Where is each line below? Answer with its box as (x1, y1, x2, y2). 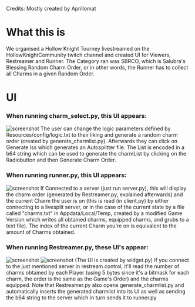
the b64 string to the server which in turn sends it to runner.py (6, 294, 157, 301)
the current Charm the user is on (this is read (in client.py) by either (6, 197, 169, 204)
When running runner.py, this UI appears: (6, 171, 127, 179)
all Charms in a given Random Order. (6, 70, 95, 77)
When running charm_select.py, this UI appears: (6, 112, 147, 120)
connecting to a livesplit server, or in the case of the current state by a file (6, 203, 185, 210)
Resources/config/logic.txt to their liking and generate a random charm (6, 131, 178, 138)
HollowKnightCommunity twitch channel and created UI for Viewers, (6, 51, 172, 58)
